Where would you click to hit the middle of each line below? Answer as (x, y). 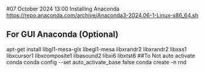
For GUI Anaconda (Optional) (62, 34)
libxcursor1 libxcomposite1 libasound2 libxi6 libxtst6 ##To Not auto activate (101, 56)
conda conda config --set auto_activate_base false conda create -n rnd (96, 62)
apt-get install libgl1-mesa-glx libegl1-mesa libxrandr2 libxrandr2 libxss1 (97, 49)
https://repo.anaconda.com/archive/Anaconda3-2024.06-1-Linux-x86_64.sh (102, 15)
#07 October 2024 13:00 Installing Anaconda (63, 9)
